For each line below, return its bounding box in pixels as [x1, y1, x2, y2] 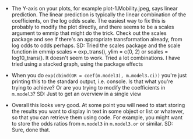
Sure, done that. [11, 126, 51, 133]
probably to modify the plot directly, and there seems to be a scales [11, 23, 174, 30]
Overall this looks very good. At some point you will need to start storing [11, 102, 185, 108]
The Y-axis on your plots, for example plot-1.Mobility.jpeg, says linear [11, 5, 178, 12]
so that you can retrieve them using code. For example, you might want [11, 114, 183, 121]
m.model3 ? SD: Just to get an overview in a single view [11, 90, 142, 97]
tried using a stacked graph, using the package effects [11, 60, 143, 67]
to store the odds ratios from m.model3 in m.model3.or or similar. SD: [11, 120, 173, 127]
